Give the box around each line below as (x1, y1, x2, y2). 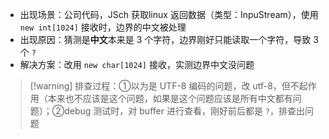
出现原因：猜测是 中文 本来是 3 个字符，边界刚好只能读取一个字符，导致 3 (19, 34, 319, 45)
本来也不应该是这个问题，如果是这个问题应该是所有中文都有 (47, 93, 293, 104)
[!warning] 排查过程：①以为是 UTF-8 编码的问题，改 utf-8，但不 (29, 80, 300, 92)
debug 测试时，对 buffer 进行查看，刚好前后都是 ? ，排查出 (64, 105, 306, 117)
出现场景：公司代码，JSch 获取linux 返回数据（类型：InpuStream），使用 (19, 9, 319, 20)
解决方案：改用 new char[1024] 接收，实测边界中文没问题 (19, 59, 255, 70)
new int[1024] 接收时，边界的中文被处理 (19, 21, 187, 33)
